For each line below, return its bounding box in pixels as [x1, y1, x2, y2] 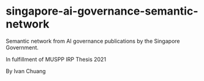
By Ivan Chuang [6, 67, 47, 74]
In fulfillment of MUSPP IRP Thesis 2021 [6, 55, 107, 63]
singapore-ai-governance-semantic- [6, 4, 198, 18]
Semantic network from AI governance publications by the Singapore [6, 37, 180, 44]
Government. [6, 44, 39, 51]
